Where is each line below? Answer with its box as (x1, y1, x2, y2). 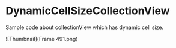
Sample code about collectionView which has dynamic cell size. (5, 24, 163, 31)
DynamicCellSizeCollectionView (5, 4, 170, 18)
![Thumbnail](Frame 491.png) (5, 35, 79, 42)
